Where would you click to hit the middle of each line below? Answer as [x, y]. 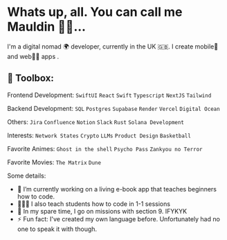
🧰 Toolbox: [30, 78]
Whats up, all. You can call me [95, 12]
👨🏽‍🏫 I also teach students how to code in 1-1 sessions [94, 204]
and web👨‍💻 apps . [33, 56]
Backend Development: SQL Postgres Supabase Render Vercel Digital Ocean [113, 108]
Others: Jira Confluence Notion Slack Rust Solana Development [96, 121]
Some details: [27, 175]
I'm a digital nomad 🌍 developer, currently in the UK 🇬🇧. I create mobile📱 [113, 46]
